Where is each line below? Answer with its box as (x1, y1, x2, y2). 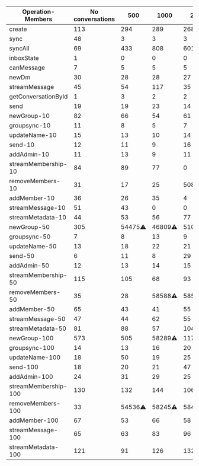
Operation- (22, 8, 55, 15)
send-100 (9, 363, 38, 371)
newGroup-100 (9, 334, 54, 342)
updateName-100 (9, 353, 61, 361)
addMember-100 (9, 416, 59, 424)
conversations (73, 15, 115, 23)
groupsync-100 (9, 344, 54, 352)
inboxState (9, 54, 40, 62)
